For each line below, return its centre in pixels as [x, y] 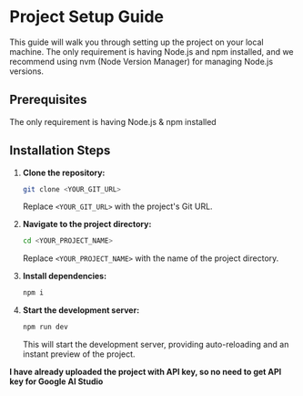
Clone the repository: [64, 172]
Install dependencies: [65, 276]
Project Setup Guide [87, 17]
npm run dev [45, 327]
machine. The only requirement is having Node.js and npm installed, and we [151, 51]
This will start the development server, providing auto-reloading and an [156, 345]
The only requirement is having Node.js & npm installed [113, 121]
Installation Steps [60, 151]
